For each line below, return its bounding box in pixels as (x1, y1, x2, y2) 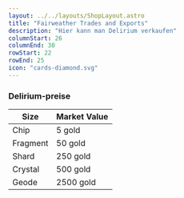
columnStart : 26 (8, 34, 62, 42)
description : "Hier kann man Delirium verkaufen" (8, 26, 178, 34)
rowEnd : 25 (8, 57, 45, 65)
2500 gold (55, 177, 96, 188)
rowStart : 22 (8, 49, 52, 57)
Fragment (12, 138, 49, 149)
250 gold (55, 151, 91, 162)
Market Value (55, 111, 109, 123)
